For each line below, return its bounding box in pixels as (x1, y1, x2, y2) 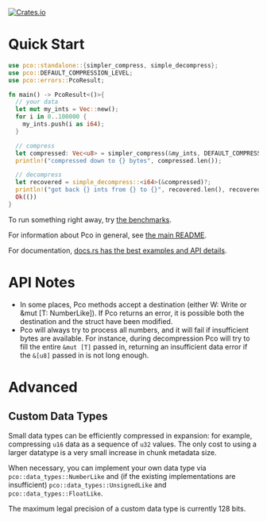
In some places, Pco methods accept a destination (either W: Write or (19, 299, 247, 309)
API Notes (8, 274, 75, 291)
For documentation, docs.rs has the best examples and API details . (8, 245, 227, 255)
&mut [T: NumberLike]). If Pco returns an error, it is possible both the (19, 308, 245, 318)
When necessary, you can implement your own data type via (8, 463, 207, 473)
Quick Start (8, 36, 85, 53)
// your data (15, 98, 59, 106)
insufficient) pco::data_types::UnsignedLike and (8, 480, 167, 489)
